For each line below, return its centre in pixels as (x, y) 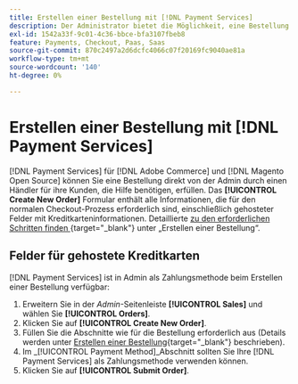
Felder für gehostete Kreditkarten (105, 256)
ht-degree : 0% (36, 76)
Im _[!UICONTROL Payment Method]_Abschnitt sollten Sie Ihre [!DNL (148, 351)
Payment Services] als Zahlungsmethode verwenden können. (135, 361)
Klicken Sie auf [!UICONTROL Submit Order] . (106, 370)
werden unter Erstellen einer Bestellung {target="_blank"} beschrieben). (153, 342)
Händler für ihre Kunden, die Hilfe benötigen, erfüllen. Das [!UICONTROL (143, 190)
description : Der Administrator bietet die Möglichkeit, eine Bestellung (149, 26)
